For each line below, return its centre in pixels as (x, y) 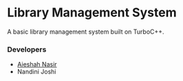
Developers (27, 49)
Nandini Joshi (36, 72)
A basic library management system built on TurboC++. (86, 32)
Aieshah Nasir (37, 65)
